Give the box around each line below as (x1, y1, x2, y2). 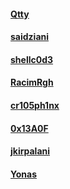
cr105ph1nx (10, 99, 60, 111)
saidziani (10, 31, 50, 43)
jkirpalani (10, 145, 51, 157)
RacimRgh (10, 76, 54, 89)
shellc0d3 (10, 53, 54, 65)
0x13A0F (10, 122, 49, 134)
